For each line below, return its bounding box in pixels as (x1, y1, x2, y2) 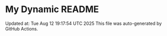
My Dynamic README (5, 4, 99, 15)
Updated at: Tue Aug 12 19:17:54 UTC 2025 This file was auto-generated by (5, 20, 162, 26)
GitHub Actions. (5, 25, 38, 31)
